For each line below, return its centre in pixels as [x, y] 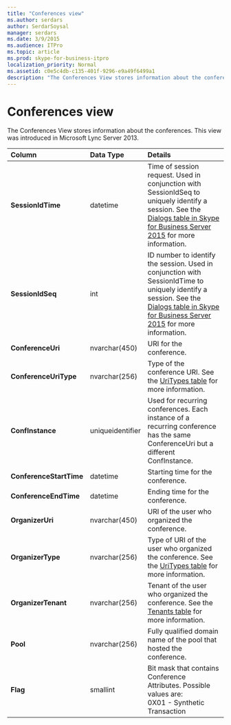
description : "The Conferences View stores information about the [104, 77]
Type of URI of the [177, 540]
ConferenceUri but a [180, 443]
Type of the [166, 364]
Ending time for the [178, 492]
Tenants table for [175, 611]
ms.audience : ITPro [35, 45]
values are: [165, 694]
